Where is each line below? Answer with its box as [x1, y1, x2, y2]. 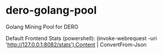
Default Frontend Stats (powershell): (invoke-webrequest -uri [5, 34, 157, 42]
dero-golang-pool [5, 4, 97, 17]
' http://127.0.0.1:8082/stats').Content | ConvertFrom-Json [5, 41, 147, 48]
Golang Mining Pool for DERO [5, 23, 79, 30]
